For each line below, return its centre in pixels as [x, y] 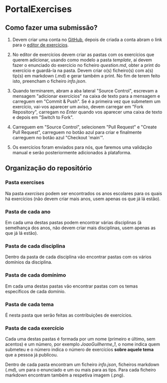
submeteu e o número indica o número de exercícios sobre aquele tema [80, 350]
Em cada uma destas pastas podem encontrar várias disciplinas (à [74, 222]
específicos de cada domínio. [35, 291]
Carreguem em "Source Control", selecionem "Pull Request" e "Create [84, 127]
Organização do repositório [49, 168]
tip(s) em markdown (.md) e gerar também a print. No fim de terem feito [86, 76]
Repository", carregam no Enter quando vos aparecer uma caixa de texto [87, 112]
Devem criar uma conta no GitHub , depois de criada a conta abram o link [87, 39]
